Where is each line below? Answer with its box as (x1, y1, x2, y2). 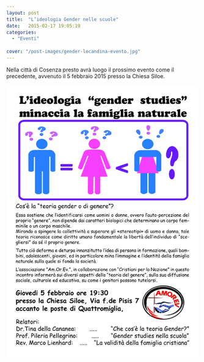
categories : (6, 29, 37, 35)
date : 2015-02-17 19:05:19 (6, 23, 81, 29)
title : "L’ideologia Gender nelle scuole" (6, 16, 119, 23)
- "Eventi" (12, 35, 40, 42)
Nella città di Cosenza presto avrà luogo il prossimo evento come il (6, 66, 174, 73)
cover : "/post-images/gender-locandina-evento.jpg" (6, 49, 140, 55)
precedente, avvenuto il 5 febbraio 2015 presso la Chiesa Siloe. (6, 72, 165, 79)
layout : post (6, 10, 40, 16)
